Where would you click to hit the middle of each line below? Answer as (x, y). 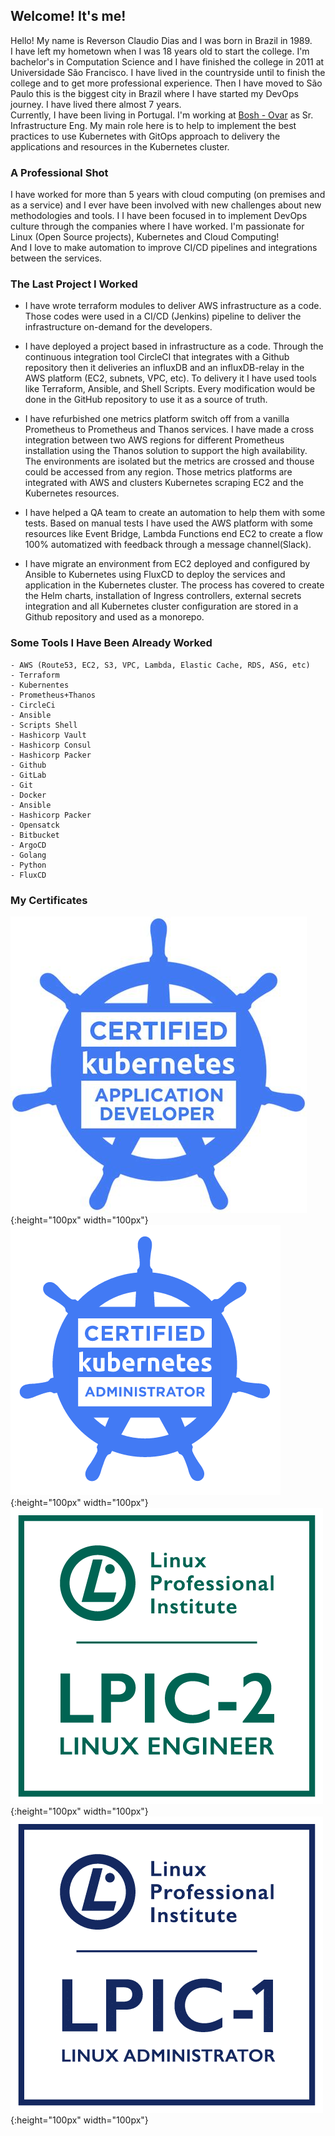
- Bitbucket (35, 835)
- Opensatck (35, 825)
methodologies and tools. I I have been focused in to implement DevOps (159, 216)
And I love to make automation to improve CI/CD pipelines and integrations (164, 248)
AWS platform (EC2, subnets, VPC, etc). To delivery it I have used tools (170, 378)
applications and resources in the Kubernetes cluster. (120, 146)
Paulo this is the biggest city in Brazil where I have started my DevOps (154, 93)
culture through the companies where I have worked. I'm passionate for (157, 226)
